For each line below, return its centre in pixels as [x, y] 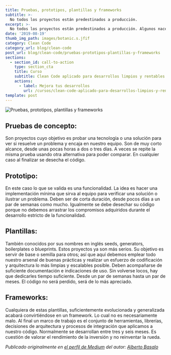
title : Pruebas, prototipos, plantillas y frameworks [64, 10]
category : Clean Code [28, 43]
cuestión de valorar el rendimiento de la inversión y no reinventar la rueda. [83, 337]
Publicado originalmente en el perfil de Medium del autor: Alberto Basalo [82, 347]
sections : [16, 57]
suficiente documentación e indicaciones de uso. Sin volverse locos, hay [81, 270]
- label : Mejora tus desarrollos [54, 86]
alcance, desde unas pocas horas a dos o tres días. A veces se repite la [80, 149]
